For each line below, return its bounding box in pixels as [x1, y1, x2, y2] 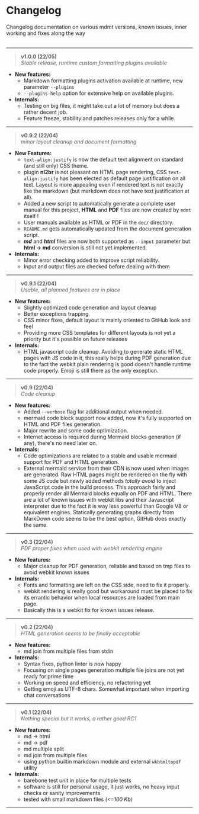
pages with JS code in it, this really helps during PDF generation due [23, 354, 191, 361]
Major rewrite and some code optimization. [23, 427, 129, 434]
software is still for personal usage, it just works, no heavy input [23, 783, 179, 790]
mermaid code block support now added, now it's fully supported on [23, 414, 191, 421]
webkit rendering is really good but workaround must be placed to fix [23, 587, 192, 595]
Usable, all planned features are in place [20, 286, 120, 293]
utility [23, 764, 37, 771]
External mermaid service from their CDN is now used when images [23, 464, 190, 472]
